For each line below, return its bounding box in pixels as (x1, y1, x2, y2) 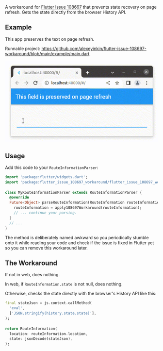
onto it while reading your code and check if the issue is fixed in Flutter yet (5, 240, 154, 246)
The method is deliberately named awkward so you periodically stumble (5, 234, 149, 240)
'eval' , (9, 306, 25, 311)
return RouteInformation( (5, 326, 57, 331)
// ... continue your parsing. (14, 211, 77, 216)
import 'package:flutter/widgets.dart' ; (5, 174, 88, 179)
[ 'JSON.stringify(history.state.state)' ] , (9, 311, 97, 316)
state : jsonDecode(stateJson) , (9, 336, 73, 341)
